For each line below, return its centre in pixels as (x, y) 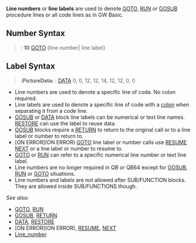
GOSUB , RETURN (36, 215)
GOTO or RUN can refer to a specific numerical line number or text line (101, 155)
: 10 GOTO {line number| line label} (63, 47)
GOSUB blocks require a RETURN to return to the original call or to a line (102, 129)
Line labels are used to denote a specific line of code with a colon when (102, 104)
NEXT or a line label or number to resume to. (68, 148)
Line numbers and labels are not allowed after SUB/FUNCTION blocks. (100, 180)
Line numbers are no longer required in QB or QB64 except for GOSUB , (101, 167)
